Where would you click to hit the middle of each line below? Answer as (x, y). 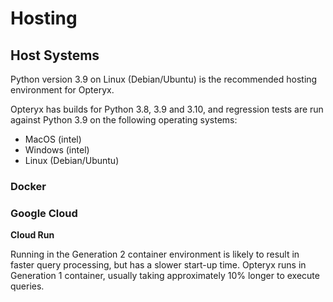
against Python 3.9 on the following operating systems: (124, 120)
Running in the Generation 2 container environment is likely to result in (155, 254)
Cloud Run (32, 235)
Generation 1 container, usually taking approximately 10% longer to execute (165, 276)
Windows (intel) (57, 150)
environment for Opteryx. (62, 90)
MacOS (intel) (53, 139)
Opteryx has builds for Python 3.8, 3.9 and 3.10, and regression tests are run (167, 109)
